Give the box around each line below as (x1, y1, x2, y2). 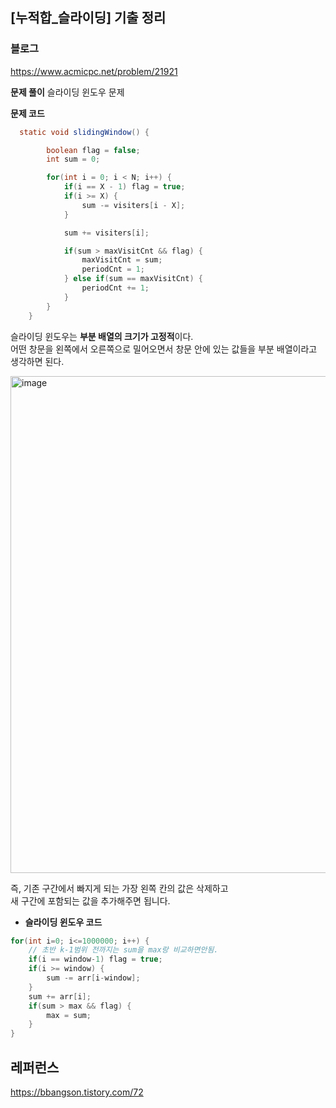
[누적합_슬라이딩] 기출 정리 (10, 9, 167, 27)
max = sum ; (46, 1010, 92, 1020)
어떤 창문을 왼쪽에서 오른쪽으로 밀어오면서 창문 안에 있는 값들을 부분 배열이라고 (10, 343, 318, 355)
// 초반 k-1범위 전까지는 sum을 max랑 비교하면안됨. (28, 945, 219, 955)
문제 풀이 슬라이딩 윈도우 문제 (10, 86, 125, 98)
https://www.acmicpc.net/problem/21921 (10, 65, 178, 77)
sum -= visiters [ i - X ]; (81, 200, 186, 210)
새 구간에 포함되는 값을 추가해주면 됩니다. (10, 894, 171, 907)
